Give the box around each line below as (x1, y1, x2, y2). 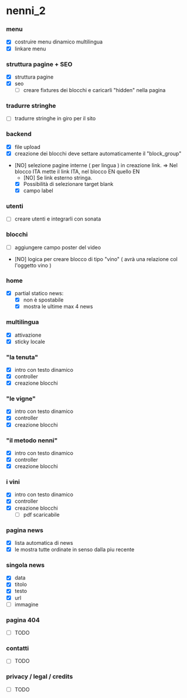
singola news (6, 561, 45, 569)
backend (6, 130, 32, 138)
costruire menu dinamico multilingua (14, 38, 103, 45)
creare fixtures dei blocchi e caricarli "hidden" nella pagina (23, 87, 166, 94)
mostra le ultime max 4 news (23, 303, 93, 310)
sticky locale (14, 338, 45, 345)
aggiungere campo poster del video (14, 243, 101, 250)
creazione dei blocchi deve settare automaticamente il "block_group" (14, 150, 182, 157)
